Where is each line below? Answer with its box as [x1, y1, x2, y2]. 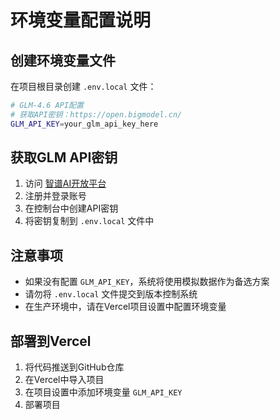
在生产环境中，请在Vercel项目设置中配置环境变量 [24, 301, 227, 313]
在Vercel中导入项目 [24, 374, 105, 386]
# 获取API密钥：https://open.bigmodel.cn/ [10, 109, 183, 120]
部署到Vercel [10, 332, 92, 350]
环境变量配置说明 [10, 9, 152, 32]
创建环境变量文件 [10, 52, 116, 69]
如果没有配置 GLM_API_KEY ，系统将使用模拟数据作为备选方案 [24, 276, 270, 288]
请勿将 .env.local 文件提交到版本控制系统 [24, 288, 198, 300]
